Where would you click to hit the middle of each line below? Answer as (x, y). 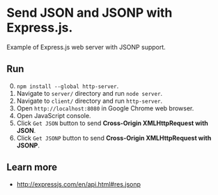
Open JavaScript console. (54, 115)
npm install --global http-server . (68, 86)
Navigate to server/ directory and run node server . (89, 93)
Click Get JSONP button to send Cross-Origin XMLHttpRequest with (114, 138)
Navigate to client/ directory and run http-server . (89, 101)
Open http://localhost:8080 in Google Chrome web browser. (105, 108)
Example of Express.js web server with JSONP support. (86, 47)
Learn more (32, 167)
